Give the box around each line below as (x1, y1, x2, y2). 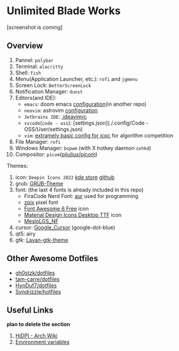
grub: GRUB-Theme (15, 180, 64, 187)
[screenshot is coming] (6, 24, 63, 31)
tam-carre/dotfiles (15, 275, 60, 282)
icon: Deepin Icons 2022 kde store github (15, 173, 115, 181)
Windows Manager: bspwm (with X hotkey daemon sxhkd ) (15, 144, 152, 151)
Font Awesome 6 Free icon (24, 205, 89, 212)
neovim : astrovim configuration (24, 106, 98, 113)
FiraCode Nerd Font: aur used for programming (24, 192, 139, 199)
